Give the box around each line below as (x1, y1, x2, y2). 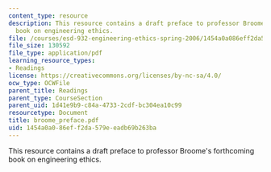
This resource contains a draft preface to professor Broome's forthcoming (8, 145, 255, 155)
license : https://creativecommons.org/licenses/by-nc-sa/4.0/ (8, 72, 222, 80)
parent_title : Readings (8, 86, 89, 95)
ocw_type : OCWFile (8, 79, 70, 87)
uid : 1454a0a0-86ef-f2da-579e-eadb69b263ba (8, 124, 157, 132)
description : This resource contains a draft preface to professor (8, 19, 240, 27)
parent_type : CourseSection (8, 94, 103, 102)
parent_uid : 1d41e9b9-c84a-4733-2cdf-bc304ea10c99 (8, 101, 182, 109)
